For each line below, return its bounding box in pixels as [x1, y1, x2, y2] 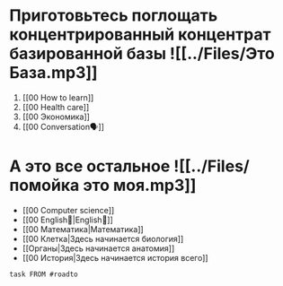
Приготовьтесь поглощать [9, 5, 218, 26]
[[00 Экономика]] [22, 111, 90, 122]
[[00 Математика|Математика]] [22, 223, 144, 234]
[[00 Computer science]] [22, 204, 115, 215]
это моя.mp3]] [82, 176, 197, 195]
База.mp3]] [9, 63, 98, 83]
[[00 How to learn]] [22, 91, 94, 103]
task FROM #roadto [9, 270, 78, 279]
